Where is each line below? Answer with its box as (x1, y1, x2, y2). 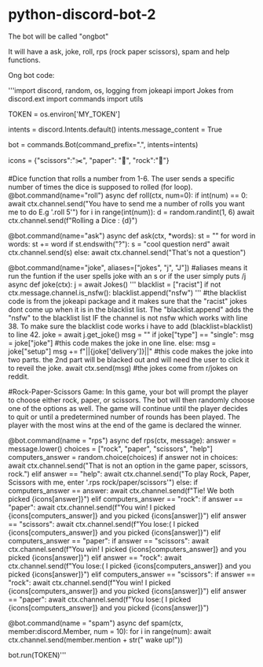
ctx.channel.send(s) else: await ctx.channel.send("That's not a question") (8, 247, 247, 257)
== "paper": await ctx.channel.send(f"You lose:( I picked (8, 595, 192, 604)
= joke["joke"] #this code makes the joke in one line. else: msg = (8, 338, 217, 347)
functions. (8, 55, 41, 65)
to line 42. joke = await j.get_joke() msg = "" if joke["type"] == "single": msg (8, 329, 254, 339)
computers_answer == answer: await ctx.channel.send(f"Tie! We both (8, 486, 235, 495)
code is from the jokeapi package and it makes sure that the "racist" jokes (8, 296, 247, 306)
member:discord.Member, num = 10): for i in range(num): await (8, 626, 212, 636)
